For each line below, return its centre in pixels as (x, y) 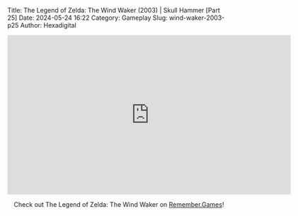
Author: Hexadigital (48, 25)
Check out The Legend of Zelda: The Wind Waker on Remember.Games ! (119, 204)
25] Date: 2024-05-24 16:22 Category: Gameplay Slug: (87, 18)
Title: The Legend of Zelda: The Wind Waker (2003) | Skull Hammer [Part (114, 10)
